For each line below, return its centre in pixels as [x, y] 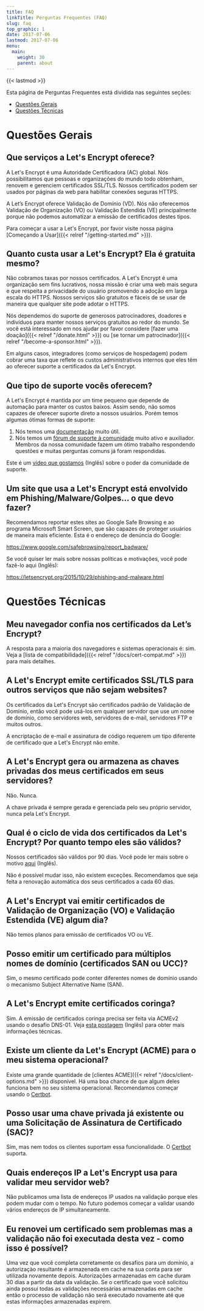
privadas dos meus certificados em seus [85, 771]
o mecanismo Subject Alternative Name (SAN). [65, 984]
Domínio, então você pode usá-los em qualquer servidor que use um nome [100, 711]
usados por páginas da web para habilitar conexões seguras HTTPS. [92, 191]
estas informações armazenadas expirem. [59, 1302]
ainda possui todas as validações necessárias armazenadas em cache [94, 1289]
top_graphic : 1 [26, 29]
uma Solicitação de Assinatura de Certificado [94, 1123]
